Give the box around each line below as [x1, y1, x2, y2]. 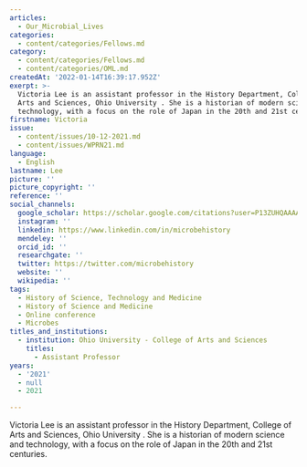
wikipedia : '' [17, 276, 71, 285]
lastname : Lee [9, 166, 64, 175]
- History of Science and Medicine [17, 302, 153, 311]
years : [9, 361, 35, 370]
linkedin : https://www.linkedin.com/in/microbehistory [17, 225, 231, 234]
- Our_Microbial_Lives [17, 22, 104, 31]
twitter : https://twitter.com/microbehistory [17, 259, 195, 269]
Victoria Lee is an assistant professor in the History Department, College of [9, 420, 292, 431]
